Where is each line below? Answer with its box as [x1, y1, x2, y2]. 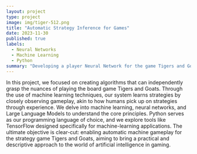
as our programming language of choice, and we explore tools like [6, 117, 166, 124]
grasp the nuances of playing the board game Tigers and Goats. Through [6, 85, 183, 93]
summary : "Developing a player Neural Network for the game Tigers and [6, 63, 185, 69]
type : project [6, 14, 41, 20]
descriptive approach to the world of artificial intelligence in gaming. [6, 141, 171, 148]
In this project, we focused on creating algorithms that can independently [6, 79, 184, 86]
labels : [6, 42, 25, 47]
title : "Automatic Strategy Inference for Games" [6, 25, 130, 31]
